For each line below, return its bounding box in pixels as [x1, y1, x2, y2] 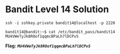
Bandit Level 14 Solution [5, 4, 109, 15]
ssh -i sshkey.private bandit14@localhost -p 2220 [5, 20, 115, 25]
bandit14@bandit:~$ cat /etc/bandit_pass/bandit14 [5, 29, 115, 34]
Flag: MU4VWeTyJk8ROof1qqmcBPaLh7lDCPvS [5, 42, 91, 49]
